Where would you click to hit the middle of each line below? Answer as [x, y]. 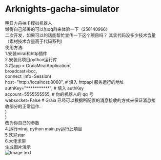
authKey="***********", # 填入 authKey [44, 88]
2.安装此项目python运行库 [31, 59]
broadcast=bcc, [21, 71]
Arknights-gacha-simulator [62, 9]
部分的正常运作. [25, 106]
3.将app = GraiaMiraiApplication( [38, 65]
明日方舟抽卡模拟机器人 [29, 23]
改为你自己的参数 [22, 123]
